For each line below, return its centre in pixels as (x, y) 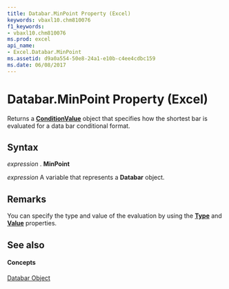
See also (26, 245)
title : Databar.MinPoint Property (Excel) (69, 13)
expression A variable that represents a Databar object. (86, 178)
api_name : (21, 46)
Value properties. (32, 223)
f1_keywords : (26, 26)
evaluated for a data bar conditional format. (69, 126)
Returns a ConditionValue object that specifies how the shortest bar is (108, 118)
